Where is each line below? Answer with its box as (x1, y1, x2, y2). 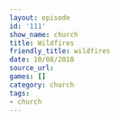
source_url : (9, 64, 54, 73)
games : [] (9, 72, 47, 81)
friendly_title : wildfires (9, 47, 111, 56)
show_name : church (9, 30, 78, 39)
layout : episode (9, 13, 70, 23)
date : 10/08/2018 (9, 55, 75, 64)
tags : (9, 88, 30, 97)
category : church (9, 80, 75, 89)
